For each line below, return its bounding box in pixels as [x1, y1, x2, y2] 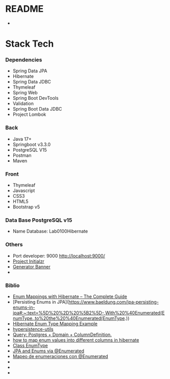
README [5, 3, 44, 15]
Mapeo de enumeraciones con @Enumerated [12, 353, 108, 359]
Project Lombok [12, 111, 46, 118]
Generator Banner [12, 263, 51, 269]
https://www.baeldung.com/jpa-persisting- [68, 299, 159, 305]
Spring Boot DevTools [12, 95, 59, 101]
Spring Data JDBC [12, 79, 51, 85]
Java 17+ [12, 136, 32, 142]
